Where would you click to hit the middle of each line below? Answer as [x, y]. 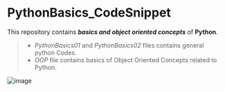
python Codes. [56, 53]
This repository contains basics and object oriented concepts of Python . [112, 32]
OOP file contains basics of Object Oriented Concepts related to [126, 59]
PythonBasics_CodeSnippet [89, 13]
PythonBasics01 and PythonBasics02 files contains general [119, 45]
